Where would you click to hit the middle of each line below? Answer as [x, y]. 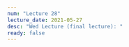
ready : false [26, 33]
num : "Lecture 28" [34, 13]
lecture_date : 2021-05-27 [45, 20]
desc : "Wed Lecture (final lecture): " [65, 26]
